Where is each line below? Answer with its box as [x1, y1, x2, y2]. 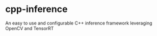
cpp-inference [5, 3, 68, 15]
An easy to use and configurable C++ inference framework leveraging [5, 20, 152, 26]
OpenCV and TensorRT [5, 25, 54, 31]
